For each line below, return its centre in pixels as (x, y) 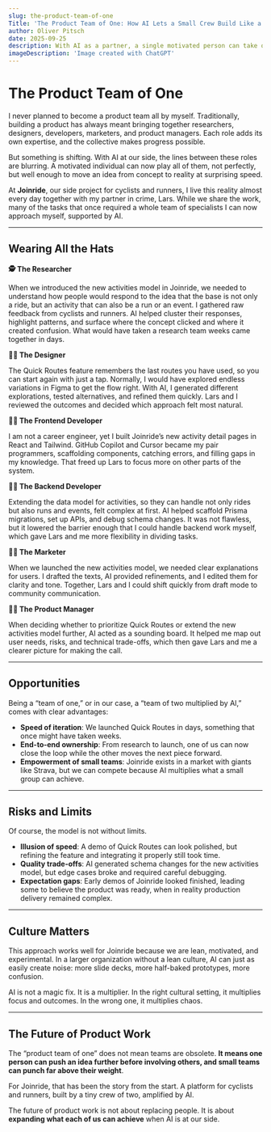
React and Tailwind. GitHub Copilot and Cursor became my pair (114, 445)
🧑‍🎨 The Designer (37, 355)
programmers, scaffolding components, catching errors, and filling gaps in (132, 453)
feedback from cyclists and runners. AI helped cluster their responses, (125, 313)
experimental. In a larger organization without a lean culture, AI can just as (132, 960)
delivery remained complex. (66, 898)
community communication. (55, 593)
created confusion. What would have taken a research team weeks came (129, 330)
